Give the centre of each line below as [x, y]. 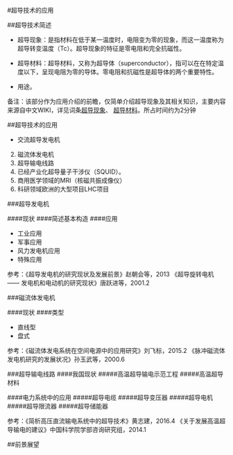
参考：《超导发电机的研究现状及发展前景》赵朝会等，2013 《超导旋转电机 [111, 274]
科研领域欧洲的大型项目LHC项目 [63, 189]
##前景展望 [23, 444]
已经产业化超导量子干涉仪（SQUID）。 [71, 172]
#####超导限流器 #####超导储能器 [58, 406]
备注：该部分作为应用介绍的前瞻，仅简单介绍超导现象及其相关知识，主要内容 [116, 101]
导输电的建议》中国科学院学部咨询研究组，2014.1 [77, 430]
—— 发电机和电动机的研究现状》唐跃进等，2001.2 [79, 283]
